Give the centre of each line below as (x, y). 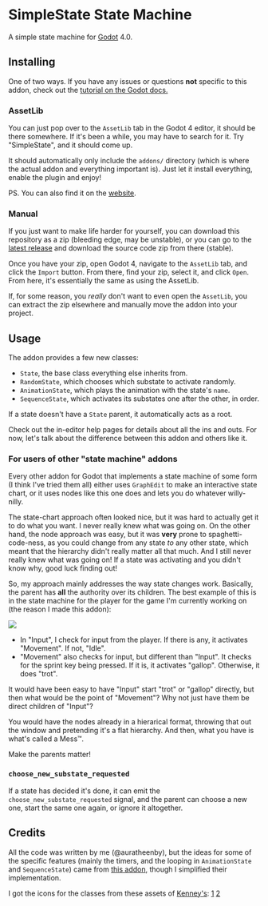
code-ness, (27, 543)
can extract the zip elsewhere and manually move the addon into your (123, 305)
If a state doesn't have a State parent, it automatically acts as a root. (120, 415)
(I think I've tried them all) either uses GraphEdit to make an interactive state (133, 485)
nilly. (16, 502)
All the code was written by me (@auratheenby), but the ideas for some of (130, 852)
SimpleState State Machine (100, 15)
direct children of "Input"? (51, 707)
